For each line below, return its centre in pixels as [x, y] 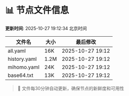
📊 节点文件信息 [37, 10]
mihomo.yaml [24, 67]
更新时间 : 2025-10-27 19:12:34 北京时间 [46, 28]
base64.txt [21, 75]
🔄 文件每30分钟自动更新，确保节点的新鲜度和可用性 [71, 88]
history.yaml [22, 59]
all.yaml [17, 51]
